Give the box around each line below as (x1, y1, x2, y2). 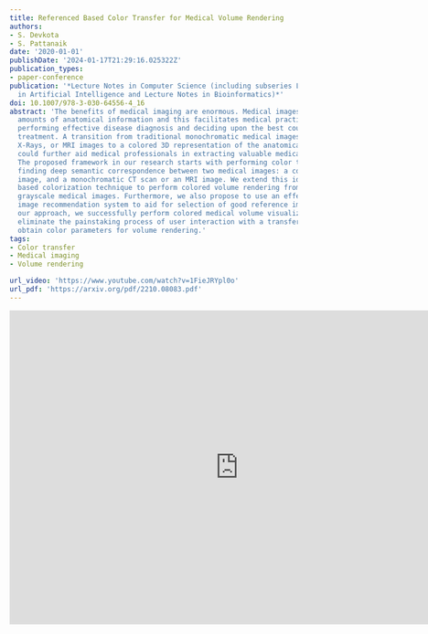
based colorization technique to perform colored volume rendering (17, 184, 281, 193)
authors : (9, 22, 43, 31)
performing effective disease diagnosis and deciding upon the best (17, 124, 284, 133)
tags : (9, 234, 30, 243)
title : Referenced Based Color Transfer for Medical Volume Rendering (9, 13, 284, 23)
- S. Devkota (9, 30, 59, 39)
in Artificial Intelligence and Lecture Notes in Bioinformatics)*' (17, 90, 284, 99)
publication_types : (9, 65, 84, 74)
